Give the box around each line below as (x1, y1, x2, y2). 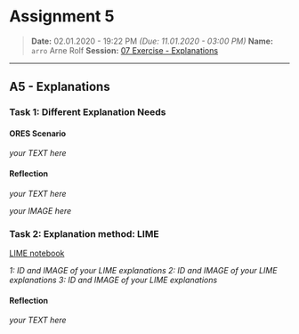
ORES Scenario (9, 127, 67, 139)
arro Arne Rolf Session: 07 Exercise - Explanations (30, 45, 219, 55)
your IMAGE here (9, 205, 72, 216)
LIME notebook (9, 248, 65, 258)
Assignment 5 (9, 6, 115, 27)
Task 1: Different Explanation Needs (9, 106, 166, 118)
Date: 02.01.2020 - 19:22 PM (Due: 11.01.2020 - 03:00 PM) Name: (30, 36, 274, 46)
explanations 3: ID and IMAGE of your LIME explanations (9, 274, 218, 285)
